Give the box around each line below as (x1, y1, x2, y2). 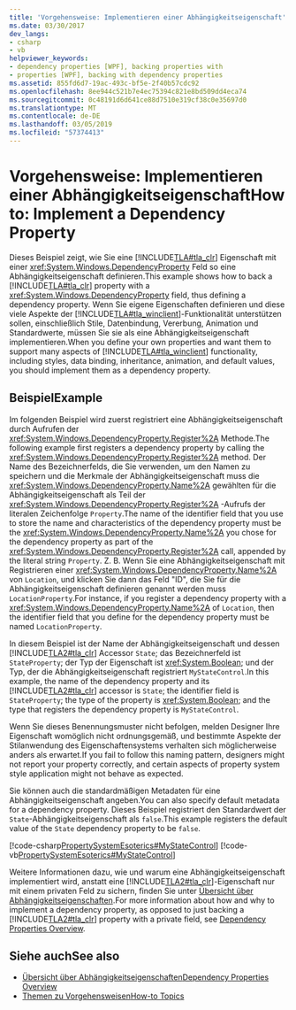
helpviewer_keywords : (9, 54, 89, 63)
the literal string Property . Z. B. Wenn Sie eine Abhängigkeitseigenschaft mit (9, 555, 285, 566)
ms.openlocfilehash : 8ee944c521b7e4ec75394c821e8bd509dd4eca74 (9, 87, 247, 96)
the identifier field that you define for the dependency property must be (9, 612, 269, 622)
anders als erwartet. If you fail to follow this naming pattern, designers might (9, 749, 285, 759)
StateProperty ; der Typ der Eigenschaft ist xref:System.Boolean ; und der (9, 657, 274, 667)
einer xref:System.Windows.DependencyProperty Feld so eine (9, 261, 237, 272)
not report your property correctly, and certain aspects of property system (9, 759, 281, 769)
